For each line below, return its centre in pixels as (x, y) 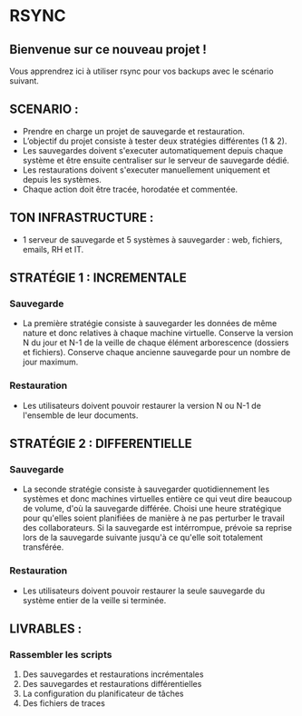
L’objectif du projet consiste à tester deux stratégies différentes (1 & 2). (155, 141)
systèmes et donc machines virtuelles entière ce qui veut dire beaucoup (157, 499)
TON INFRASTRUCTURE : (82, 218)
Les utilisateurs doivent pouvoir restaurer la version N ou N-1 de (141, 405)
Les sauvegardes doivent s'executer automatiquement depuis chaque (153, 150)
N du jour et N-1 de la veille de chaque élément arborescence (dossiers (156, 343)
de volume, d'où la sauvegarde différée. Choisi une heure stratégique (152, 509)
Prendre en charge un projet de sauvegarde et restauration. (133, 131)
